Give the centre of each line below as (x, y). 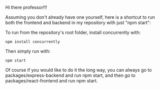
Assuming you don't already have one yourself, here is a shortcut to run (80, 17)
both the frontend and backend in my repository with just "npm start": (78, 23)
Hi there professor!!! (26, 7)
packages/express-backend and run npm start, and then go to (70, 75)
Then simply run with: (28, 51)
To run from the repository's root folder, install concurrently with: (73, 32)
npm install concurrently (33, 42)
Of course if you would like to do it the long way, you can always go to (79, 70)
